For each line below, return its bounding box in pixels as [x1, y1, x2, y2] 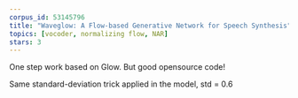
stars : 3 [9, 37, 42, 47]
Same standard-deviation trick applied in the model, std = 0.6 [9, 79, 233, 89]
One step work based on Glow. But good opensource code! [9, 62, 226, 72]
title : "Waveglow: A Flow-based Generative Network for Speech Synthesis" [9, 21, 292, 30]
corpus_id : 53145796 [9, 12, 86, 22]
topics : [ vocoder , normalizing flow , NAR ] [9, 29, 169, 38]
